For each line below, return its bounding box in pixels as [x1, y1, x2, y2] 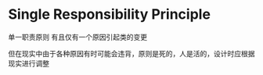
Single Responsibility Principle [8, 5, 211, 23]
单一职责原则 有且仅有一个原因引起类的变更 [8, 32, 147, 41]
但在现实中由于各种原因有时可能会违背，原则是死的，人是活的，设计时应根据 [8, 48, 255, 58]
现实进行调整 [8, 59, 49, 68]
